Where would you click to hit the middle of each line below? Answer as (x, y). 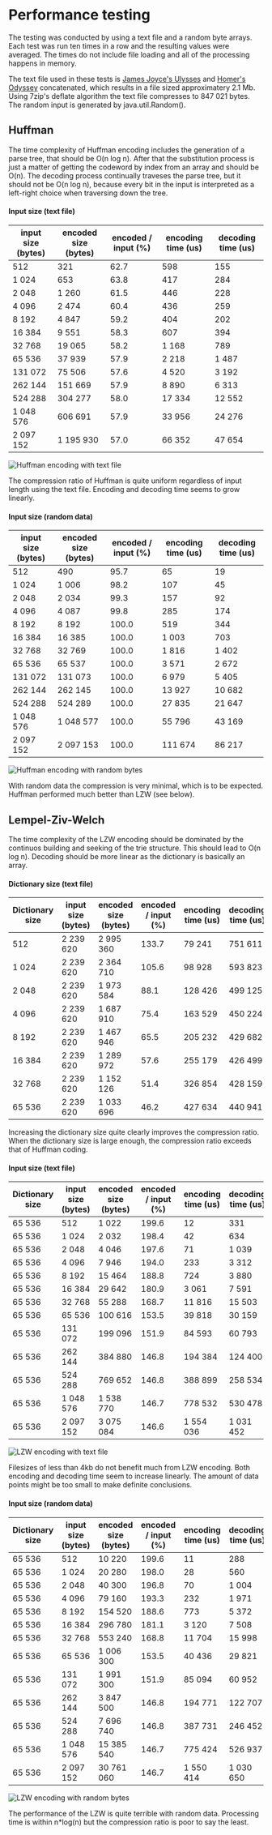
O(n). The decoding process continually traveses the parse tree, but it (125, 175)
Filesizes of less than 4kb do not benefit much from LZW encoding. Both (130, 1468)
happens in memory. (42, 63)
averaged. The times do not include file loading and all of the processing (129, 54)
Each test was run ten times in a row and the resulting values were (119, 45)
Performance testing (80, 15)
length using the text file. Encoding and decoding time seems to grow (124, 489)
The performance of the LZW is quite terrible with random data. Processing (134, 1813)
